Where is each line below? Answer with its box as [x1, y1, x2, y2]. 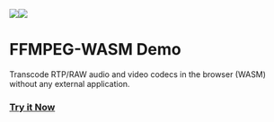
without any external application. [9, 78, 130, 89]
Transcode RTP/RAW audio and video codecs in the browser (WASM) [9, 68, 267, 80]
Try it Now [9, 100, 56, 113]
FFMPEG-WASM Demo [9, 39, 181, 60]
